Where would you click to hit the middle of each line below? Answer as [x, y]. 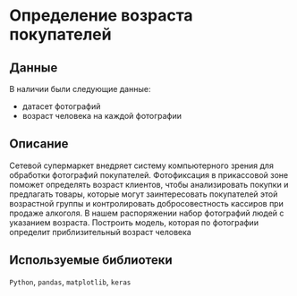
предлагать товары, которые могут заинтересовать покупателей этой [144, 194]
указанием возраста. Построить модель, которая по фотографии [134, 222]
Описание [39, 144]
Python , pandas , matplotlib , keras [70, 282]
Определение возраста [102, 16]
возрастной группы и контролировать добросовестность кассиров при [146, 203]
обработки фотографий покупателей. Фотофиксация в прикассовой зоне [149, 174]
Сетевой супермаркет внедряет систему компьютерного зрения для [142, 165]
